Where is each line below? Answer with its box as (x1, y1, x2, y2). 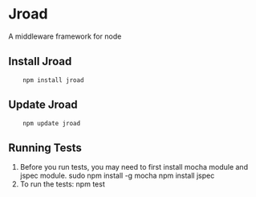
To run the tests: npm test (19, 179, 106, 189)
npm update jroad (22, 119, 81, 127)
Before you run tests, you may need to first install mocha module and (19, 162, 249, 172)
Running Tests (8, 141, 82, 154)
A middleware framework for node (8, 31, 122, 41)
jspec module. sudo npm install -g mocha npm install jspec (19, 170, 215, 181)
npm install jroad (22, 76, 84, 84)
